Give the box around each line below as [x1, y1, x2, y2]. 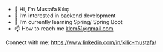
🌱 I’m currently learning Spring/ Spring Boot [14, 19, 123, 25]
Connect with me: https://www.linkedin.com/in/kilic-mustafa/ [5, 39, 157, 46]
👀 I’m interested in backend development [14, 12, 116, 19]
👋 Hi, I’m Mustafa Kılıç [14, 6, 69, 13]
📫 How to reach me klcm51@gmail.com [14, 25, 114, 32]
